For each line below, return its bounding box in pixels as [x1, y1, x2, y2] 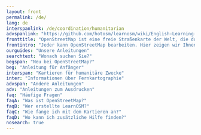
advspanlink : [6, 31, 39, 37]
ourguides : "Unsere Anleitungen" [6, 48, 90, 54]
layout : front [6, 8, 42, 15]
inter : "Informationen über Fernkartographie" [6, 75, 124, 81]
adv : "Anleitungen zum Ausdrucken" [6, 87, 95, 93]
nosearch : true [6, 120, 44, 126]
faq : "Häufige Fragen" [6, 92, 63, 98]
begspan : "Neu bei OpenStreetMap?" [6, 59, 95, 65]
